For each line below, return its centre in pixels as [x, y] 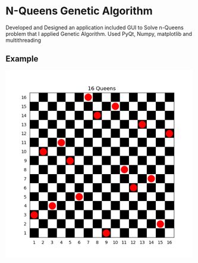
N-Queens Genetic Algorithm [79, 11]
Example [22, 59]
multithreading [23, 40]
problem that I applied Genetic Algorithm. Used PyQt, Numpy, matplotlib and [99, 33]
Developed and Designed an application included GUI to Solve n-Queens [95, 27]
